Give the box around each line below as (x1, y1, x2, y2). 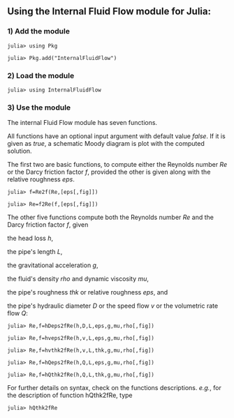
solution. (7, 147, 33, 156)
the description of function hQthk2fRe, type (7, 391, 133, 400)
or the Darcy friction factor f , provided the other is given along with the (7, 167, 211, 177)
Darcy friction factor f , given (7, 221, 89, 229)
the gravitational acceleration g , (7, 261, 98, 269)
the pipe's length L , (7, 248, 63, 256)
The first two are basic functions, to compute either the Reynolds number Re (7, 161, 228, 169)
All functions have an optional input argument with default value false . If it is (7, 132, 226, 140)
